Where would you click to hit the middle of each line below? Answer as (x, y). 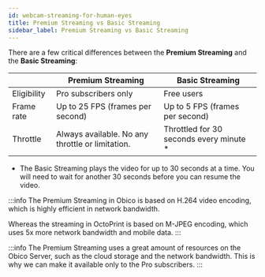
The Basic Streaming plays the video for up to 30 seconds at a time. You (137, 168)
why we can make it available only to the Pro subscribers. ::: (106, 264)
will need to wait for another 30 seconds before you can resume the (130, 177)
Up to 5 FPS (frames (202, 107)
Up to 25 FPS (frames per (104, 107)
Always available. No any (102, 134)
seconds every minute (205, 139)
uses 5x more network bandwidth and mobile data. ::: (95, 233)
